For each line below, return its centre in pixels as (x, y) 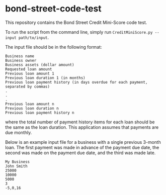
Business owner (21, 60)
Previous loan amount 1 (30, 73)
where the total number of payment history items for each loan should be (80, 122)
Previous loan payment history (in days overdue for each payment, (77, 82)
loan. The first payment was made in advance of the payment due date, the (82, 147)
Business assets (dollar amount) (40, 65)
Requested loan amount (29, 69)
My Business (17, 162)
